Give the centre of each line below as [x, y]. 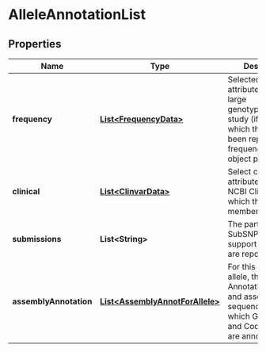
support [242, 244]
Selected [244, 79]
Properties [35, 44]
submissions [37, 239]
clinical [26, 191]
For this [241, 267]
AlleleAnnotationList [77, 15]
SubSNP [243, 234]
